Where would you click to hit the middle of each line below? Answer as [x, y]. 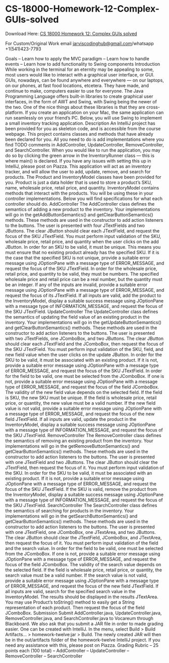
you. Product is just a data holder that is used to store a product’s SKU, [79, 182]
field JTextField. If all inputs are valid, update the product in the [71, 419]
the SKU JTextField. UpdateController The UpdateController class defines [82, 311]
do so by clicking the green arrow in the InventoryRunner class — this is [80, 155]
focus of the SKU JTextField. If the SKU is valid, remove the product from [81, 489]
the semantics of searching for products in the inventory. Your [70, 511]
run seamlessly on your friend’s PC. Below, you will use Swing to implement [84, 118]
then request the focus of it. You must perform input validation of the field [82, 543]
